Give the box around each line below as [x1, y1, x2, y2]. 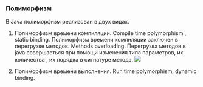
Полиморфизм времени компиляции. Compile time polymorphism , [14, 30, 187, 37]
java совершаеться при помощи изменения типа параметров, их [14, 49, 184, 56]
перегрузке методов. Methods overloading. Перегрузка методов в [14, 42, 186, 50]
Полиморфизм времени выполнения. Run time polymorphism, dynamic [14, 68, 197, 75]
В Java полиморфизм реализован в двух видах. [5, 18, 130, 25]
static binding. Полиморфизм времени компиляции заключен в [14, 36, 179, 43]
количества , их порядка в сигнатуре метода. [14, 56, 134, 63]
